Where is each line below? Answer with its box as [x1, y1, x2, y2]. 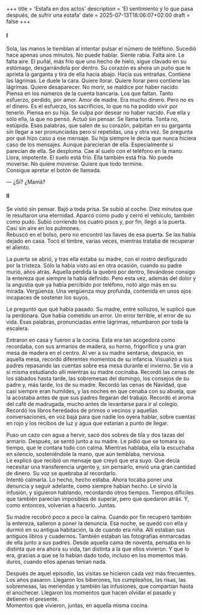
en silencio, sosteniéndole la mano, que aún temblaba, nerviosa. [6, 451, 166, 458]
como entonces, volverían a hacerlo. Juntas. [6, 502, 116, 509]
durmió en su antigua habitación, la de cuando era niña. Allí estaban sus [6, 526, 185, 534]
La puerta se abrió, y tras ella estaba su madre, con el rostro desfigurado [6, 255, 188, 263]
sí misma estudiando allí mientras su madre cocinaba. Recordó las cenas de [6, 369, 195, 376]
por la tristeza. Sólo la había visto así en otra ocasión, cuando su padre [6, 262, 182, 269]
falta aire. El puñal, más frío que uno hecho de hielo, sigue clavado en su [6, 58, 187, 65]
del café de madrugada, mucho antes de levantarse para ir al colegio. [6, 401, 179, 408]
